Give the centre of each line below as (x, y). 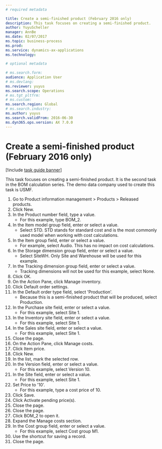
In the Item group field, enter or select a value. (59, 240)
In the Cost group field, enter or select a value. (59, 426)
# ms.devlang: (20, 82)
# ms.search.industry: (28, 109)
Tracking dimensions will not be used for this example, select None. (87, 271)
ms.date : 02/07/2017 (26, 37)
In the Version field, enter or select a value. (55, 364)
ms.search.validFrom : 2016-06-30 (39, 118)
